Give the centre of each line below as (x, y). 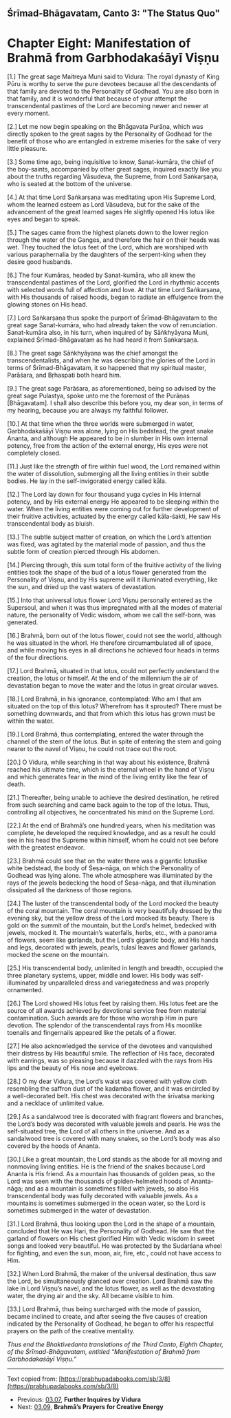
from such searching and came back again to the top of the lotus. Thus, (109, 805)
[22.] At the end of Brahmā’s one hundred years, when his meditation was (111, 825)
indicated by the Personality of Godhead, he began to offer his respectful (111, 1324)
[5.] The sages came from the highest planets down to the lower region (108, 233)
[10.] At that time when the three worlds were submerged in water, (101, 424)
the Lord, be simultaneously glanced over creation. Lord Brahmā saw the (110, 1281)
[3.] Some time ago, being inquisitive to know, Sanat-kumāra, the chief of (111, 162)
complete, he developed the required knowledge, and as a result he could (112, 833)
